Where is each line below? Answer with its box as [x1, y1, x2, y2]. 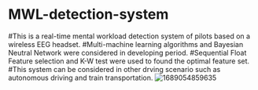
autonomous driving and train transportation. [8, 73, 153, 82]
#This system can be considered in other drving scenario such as [8, 64, 221, 74]
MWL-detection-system [8, 5, 169, 23]
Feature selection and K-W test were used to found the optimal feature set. [8, 56, 250, 66]
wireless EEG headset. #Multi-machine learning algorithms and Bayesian [8, 39, 244, 49]
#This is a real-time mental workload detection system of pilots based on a [8, 31, 250, 41]
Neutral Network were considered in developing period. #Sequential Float [8, 48, 247, 57]
